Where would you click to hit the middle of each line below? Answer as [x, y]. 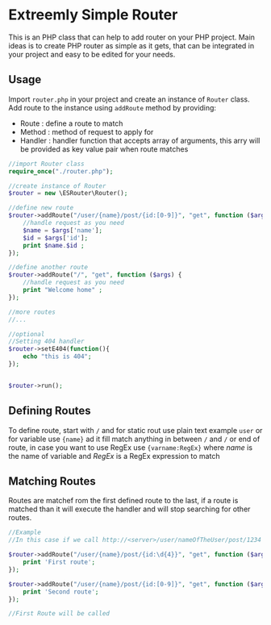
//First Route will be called [59, 614]
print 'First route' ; [59, 562]
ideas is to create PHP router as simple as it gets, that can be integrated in [131, 45]
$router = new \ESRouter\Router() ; [68, 194]
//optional [27, 334]
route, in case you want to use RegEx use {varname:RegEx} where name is [130, 447]
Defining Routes [50, 411]
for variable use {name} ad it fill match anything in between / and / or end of [134, 439]
